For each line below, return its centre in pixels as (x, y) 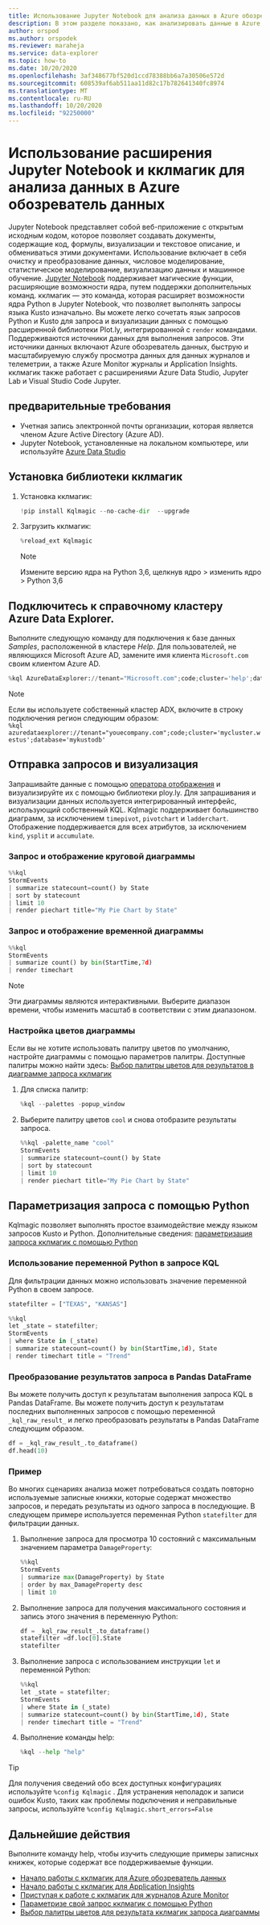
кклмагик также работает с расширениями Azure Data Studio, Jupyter (129, 372)
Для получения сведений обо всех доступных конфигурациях (115, 1783)
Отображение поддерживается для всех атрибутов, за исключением (127, 826)
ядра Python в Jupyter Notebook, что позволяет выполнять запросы (125, 304)
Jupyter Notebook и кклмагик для (127, 170)
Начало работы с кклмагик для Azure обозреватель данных (123, 1878)
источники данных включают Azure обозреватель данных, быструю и (129, 347)
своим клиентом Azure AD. (55, 664)
